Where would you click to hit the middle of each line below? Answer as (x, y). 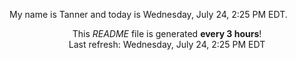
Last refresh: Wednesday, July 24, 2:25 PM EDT (167, 44)
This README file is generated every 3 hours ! (167, 33)
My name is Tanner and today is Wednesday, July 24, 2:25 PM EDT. (148, 14)
